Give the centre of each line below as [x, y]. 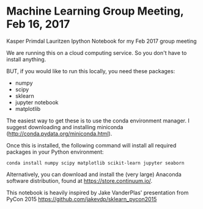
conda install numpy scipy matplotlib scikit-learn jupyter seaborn [95, 163]
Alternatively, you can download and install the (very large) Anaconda [94, 174]
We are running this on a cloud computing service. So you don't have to [97, 52]
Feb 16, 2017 [38, 24]
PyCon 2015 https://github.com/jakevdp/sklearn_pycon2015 [82, 199]
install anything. [26, 59]
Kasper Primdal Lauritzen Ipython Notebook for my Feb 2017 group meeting [102, 41]
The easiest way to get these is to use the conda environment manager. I [98, 121]
